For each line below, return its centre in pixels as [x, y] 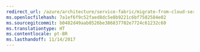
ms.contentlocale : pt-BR [37, 34]
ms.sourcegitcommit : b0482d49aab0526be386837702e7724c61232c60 [86, 23]
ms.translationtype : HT [36, 28]
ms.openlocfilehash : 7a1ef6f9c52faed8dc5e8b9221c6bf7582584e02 [86, 17]
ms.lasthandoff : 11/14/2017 [41, 39]
